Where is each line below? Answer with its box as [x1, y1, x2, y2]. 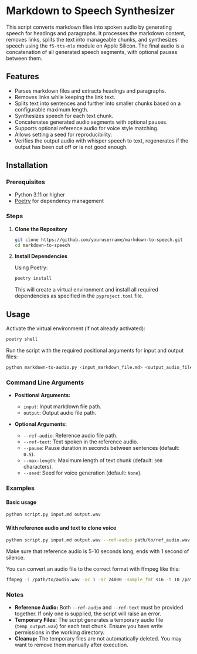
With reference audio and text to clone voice [6, 524, 117, 531]
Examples [6, 484, 35, 492]
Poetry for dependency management [14, 198, 104, 205]
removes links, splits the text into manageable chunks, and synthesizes [6, 36, 178, 43]
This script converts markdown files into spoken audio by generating [6, 23, 172, 31]
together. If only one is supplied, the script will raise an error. [14, 610, 161, 617]
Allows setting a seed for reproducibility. [14, 131, 113, 138]
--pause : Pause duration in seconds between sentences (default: [23, 445, 180, 452]
